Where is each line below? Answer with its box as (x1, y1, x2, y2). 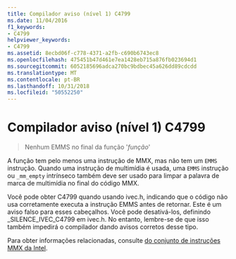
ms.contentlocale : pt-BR (7, 76, 80, 83)
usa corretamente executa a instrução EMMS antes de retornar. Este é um (7, 200, 222, 209)
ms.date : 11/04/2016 (7, 17, 68, 24)
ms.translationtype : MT (7, 69, 77, 76)
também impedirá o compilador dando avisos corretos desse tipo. (7, 223, 199, 231)
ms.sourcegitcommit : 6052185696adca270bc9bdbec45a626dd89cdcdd (7, 63, 197, 70)
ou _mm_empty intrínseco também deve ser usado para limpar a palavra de (7, 171, 220, 180)
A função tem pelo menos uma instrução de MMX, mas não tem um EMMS (7, 157, 218, 165)
